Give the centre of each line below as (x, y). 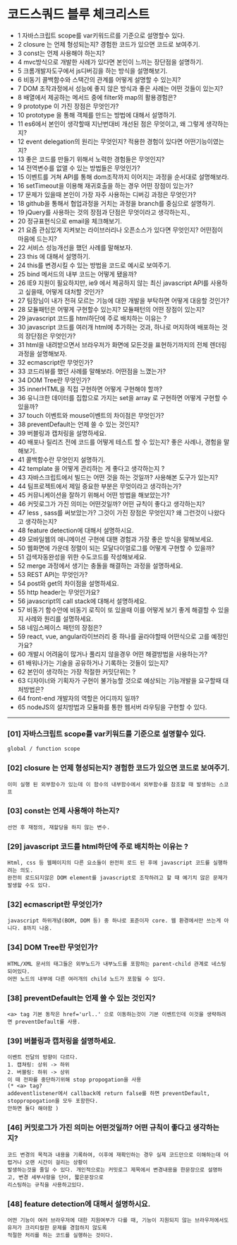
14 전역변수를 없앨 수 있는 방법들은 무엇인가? (79, 168)
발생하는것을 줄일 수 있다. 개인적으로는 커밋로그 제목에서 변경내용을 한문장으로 (106, 1170)
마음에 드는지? (37, 238)
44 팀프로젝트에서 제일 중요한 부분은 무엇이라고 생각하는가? (99, 486)
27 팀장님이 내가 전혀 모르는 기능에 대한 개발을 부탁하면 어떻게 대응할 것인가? (123, 300)
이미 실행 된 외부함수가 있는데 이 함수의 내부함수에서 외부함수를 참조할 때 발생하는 (112, 784)
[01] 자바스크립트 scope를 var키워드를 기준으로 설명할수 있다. (107, 734)
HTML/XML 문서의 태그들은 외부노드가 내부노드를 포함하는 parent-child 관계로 (108, 964)
